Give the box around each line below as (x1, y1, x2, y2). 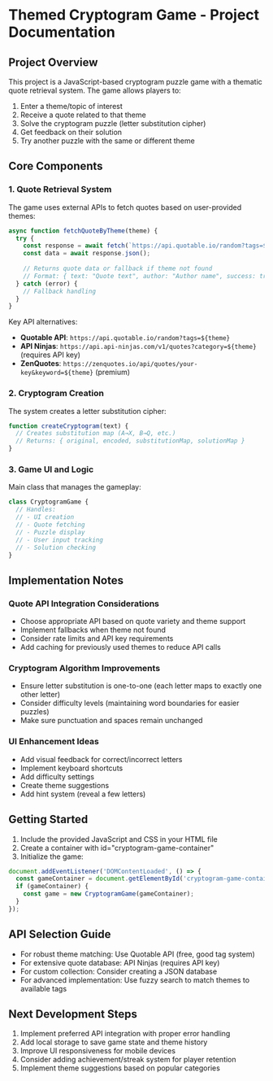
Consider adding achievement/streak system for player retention (19, 1055, 237, 1065)
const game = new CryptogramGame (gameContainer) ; (23, 890, 195, 898)
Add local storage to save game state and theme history (19, 1037, 208, 1047)
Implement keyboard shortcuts (19, 763, 123, 773)
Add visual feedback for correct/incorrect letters (19, 754, 183, 764)
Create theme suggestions (19, 780, 110, 790)
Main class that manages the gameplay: (8, 482, 141, 492)
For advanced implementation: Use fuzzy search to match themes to (19, 974, 250, 985)
